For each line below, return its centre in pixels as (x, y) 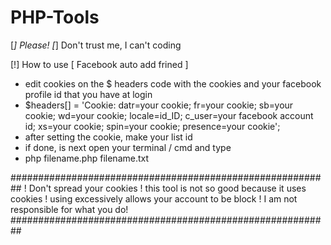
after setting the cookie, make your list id (108, 137)
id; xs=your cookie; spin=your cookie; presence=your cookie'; (152, 126)
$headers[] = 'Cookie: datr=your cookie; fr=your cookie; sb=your (159, 105)
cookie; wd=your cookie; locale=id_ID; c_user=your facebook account (169, 115)
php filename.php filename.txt (87, 158)
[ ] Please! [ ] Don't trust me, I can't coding (96, 45)
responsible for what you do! (69, 209)
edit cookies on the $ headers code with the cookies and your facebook (173, 83)
